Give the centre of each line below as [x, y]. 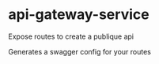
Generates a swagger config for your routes [80, 51]
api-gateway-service [79, 15]
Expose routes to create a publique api [71, 36]
